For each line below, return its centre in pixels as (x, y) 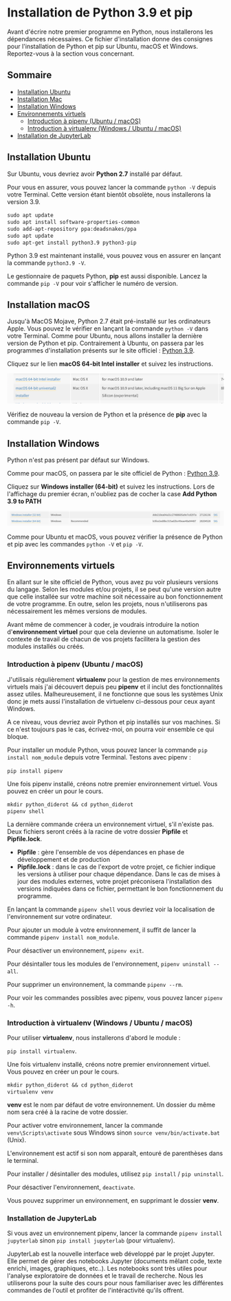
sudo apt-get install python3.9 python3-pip (72, 243)
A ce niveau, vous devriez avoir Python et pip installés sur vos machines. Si (114, 722)
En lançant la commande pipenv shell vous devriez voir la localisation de (111, 909)
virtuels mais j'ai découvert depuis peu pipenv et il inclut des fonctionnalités (115, 687)
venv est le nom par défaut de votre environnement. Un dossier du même (111, 1105)
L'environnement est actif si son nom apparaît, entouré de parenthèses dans (115, 1153)
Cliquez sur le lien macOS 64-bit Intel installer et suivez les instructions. (110, 364)
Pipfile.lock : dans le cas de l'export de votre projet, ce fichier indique (116, 867)
